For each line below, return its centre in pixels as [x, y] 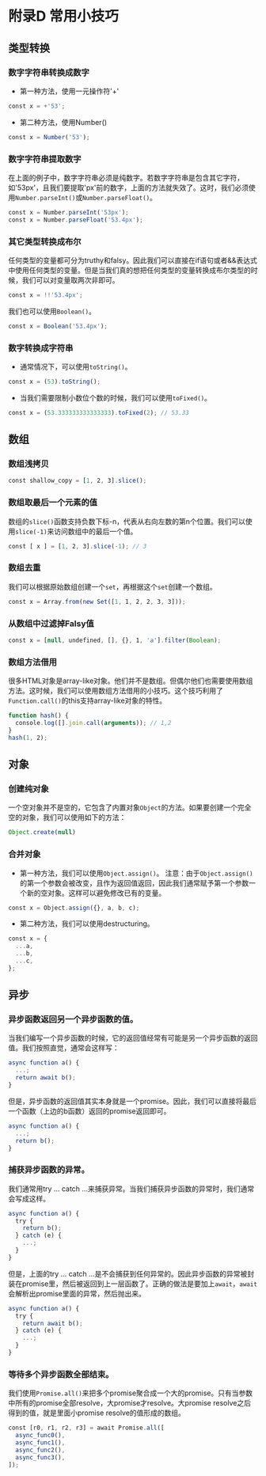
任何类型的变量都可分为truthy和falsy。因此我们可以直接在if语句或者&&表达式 [133, 260]
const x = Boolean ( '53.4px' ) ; [58, 326]
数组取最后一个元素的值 [53, 503]
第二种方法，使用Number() [63, 122]
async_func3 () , [40, 1457]
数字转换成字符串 [41, 347]
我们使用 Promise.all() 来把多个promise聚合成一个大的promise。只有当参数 [131, 1393]
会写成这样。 [29, 1198]
